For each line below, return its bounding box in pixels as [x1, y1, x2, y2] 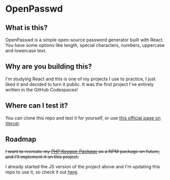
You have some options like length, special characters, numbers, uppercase [5, 42, 165, 48]
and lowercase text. [5, 48, 47, 53]
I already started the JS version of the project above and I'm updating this [5, 164, 160, 170]
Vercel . [5, 120, 20, 126]
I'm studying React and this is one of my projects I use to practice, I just [5, 76, 156, 82]
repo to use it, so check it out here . [5, 169, 79, 175]
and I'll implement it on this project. [5, 154, 79, 160]
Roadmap [5, 135, 37, 144]
